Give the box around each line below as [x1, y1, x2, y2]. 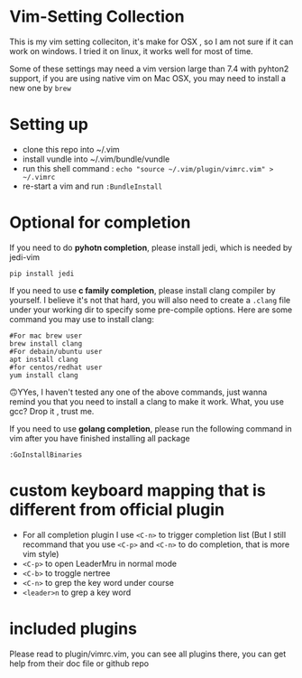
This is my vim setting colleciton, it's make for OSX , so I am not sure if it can [9, 36, 294, 47]
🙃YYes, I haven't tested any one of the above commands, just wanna [9, 386, 268, 397]
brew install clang [9, 339, 83, 348]
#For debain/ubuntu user [9, 347, 103, 356]
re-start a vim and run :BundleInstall [22, 181, 163, 191]
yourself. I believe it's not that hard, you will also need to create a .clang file [9, 294, 291, 305]
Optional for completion [9, 212, 191, 233]
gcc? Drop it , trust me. [9, 405, 95, 416]
